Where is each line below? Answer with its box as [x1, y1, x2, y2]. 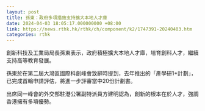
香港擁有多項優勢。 [6, 98, 55, 106]
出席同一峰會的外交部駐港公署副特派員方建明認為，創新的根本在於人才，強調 [6, 90, 199, 98]
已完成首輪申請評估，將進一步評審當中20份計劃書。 [6, 77, 136, 85]
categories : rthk [6, 32, 51, 38]
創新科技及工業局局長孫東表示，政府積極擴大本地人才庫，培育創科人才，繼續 [6, 49, 199, 57]
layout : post [6, 9, 40, 15]
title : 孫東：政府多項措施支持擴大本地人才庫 [6, 15, 108, 21]
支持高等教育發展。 [6, 57, 55, 64]
